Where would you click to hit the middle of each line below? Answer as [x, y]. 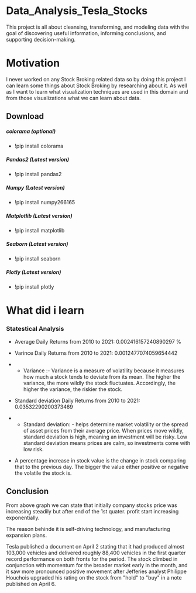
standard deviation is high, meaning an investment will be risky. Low [105, 437]
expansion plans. [27, 535]
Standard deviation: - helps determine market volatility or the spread [106, 424]
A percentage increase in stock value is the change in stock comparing [100, 460]
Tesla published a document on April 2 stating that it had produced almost [95, 547]
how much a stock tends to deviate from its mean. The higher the [102, 376]
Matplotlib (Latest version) [39, 215]
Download [25, 116]
